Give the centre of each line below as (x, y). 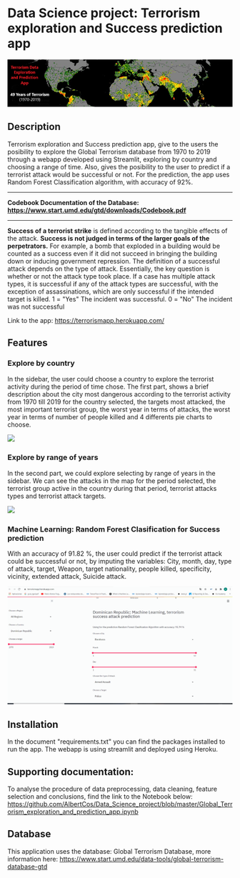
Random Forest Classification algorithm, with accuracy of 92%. (100, 182)
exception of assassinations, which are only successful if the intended (111, 291)
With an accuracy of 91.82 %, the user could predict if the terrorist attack (115, 554)
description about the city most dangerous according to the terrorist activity (119, 394)
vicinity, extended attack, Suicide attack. (67, 577)
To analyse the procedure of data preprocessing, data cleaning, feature (112, 789)
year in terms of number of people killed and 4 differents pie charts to (110, 416)
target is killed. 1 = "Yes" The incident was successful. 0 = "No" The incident (120, 299)
